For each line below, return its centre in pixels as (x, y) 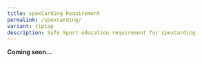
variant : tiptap (30, 26)
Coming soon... (30, 52)
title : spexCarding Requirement (53, 13)
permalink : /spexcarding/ (44, 20)
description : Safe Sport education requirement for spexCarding (101, 33)
